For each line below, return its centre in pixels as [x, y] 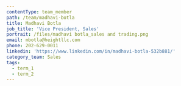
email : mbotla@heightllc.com [43, 40]
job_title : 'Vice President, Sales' [53, 29]
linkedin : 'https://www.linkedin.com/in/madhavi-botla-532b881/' [91, 51]
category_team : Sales [34, 57]
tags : [13, 62]
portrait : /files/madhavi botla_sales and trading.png [77, 35]
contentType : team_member [39, 12]
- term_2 [23, 74]
